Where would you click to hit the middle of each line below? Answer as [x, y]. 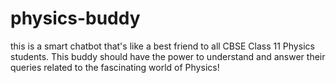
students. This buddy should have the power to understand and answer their [168, 56]
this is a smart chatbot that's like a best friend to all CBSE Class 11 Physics [162, 46]
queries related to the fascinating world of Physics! [115, 67]
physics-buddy [75, 18]
